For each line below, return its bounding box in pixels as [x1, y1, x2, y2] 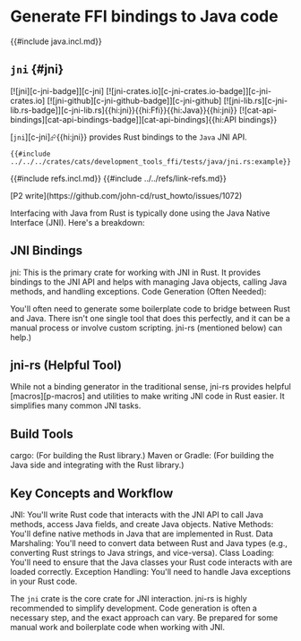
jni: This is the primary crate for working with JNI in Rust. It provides [10, 267, 261, 278]
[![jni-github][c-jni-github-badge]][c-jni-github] [47, 95, 222, 106]
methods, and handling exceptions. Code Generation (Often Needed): [10, 286, 267, 296]
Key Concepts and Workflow [10, 485, 174, 500]
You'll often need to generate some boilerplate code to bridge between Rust [10, 303, 290, 314]
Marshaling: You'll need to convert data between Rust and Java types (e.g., [10, 538, 288, 548]
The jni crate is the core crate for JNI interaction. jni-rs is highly [10, 594, 247, 603]
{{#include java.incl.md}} [10, 36, 102, 47]
